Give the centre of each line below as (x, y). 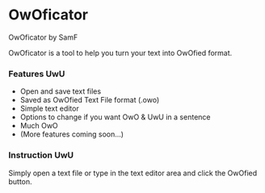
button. (20, 181)
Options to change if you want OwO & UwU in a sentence (115, 117)
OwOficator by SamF (43, 37)
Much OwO (39, 126)
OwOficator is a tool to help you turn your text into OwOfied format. (120, 52)
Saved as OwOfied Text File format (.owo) (90, 100)
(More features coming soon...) (72, 134)
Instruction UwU (41, 155)
